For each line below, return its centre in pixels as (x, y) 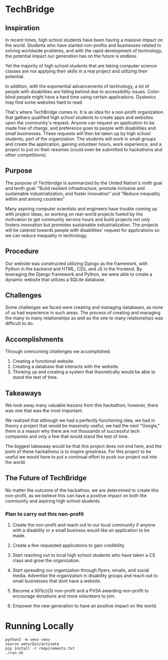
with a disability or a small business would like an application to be (81, 531)
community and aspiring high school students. (53, 501)
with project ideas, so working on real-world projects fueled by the (74, 214)
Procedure (22, 251)
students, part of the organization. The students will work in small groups (81, 139)
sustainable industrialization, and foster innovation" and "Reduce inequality (83, 193)
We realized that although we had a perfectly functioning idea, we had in (80, 420)
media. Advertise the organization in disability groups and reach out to (85, 576)
